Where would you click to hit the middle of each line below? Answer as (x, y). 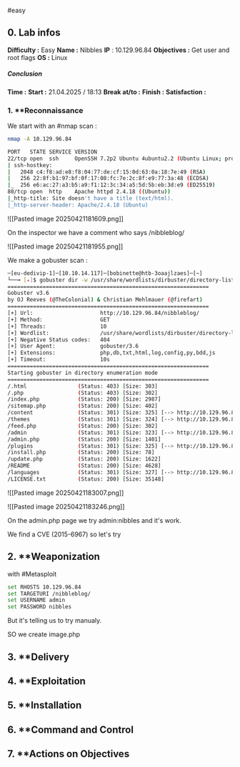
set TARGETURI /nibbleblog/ (49, 593)
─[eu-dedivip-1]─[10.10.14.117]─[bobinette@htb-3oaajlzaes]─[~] (105, 273)
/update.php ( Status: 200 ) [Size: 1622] (84, 459)
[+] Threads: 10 (57, 326)
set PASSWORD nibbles (40, 607)
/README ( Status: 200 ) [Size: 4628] (84, 466)
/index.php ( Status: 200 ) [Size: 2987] (84, 399)
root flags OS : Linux (37, 57)
